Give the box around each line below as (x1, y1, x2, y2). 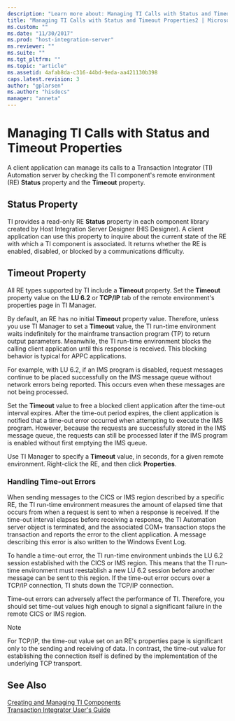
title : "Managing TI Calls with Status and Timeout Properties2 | (7, 17, 205, 24)
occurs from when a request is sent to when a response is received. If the (7, 508, 220, 516)
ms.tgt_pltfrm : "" (7, 56, 61, 63)
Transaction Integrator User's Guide (7, 706, 111, 714)
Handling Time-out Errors (7, 477, 97, 487)
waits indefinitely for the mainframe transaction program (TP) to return (7, 329, 211, 337)
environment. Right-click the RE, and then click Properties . (7, 459, 177, 468)
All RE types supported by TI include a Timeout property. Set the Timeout (7, 285, 221, 295)
